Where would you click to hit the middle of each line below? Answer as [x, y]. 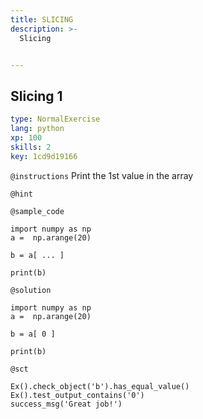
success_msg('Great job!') [66, 404]
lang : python [37, 129]
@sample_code [37, 211]
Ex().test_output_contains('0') [77, 395]
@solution [31, 290]
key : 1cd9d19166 [44, 156]
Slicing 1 [36, 96]
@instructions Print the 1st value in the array [102, 175]
